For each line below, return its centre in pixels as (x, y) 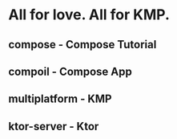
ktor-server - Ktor (54, 126)
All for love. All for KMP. (89, 15)
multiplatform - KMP (60, 99)
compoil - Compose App (70, 71)
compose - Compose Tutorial (82, 45)
